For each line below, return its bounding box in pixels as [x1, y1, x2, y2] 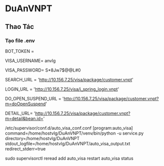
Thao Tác [5, 23, 34, 31]
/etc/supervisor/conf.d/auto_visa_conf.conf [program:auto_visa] [5, 125, 133, 131]
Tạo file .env [5, 37, 35, 44]
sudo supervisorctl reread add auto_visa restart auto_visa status [5, 155, 134, 161]
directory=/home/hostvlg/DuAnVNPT [5, 135, 80, 141]
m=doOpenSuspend [5, 101, 46, 107]
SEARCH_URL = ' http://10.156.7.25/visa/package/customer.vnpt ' [5, 76, 134, 82]
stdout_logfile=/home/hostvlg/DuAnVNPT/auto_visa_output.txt [5, 141, 131, 146]
